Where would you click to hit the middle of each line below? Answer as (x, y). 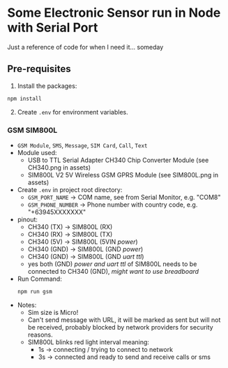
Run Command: (40, 279)
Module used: (37, 152)
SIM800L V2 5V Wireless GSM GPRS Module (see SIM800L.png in (123, 175)
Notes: (27, 304)
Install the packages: (47, 86)
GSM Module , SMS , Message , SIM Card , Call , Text (82, 145)
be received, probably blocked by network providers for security (121, 327)
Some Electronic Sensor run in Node (114, 13)
